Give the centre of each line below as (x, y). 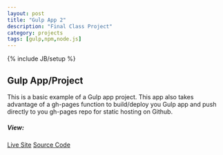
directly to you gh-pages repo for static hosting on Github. (90, 112)
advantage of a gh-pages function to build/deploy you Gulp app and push (112, 104)
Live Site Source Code (39, 145)
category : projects (35, 33)
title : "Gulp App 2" (37, 20)
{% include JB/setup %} (41, 59)
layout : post (26, 13)
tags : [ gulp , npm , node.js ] (44, 39)
